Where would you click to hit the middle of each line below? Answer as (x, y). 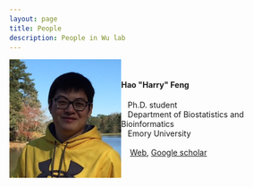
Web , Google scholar (168, 152)
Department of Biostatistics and (186, 114)
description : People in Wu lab (67, 38)
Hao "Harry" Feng (155, 84)
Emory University (159, 133)
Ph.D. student (152, 105)
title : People (36, 28)
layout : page (34, 19)
